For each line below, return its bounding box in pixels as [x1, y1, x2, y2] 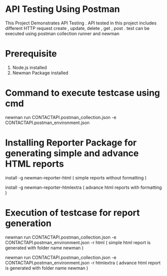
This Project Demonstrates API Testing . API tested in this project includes [5, 20, 157, 26]
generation [5, 218, 52, 229]
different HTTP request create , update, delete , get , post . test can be [5, 25, 150, 31]
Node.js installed [12, 64, 47, 70]
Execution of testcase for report [5, 207, 140, 218]
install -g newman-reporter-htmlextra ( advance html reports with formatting [5, 184, 162, 190]
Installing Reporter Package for [5, 137, 137, 148]
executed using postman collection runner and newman [5, 30, 120, 36]
